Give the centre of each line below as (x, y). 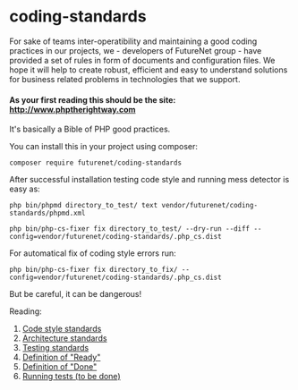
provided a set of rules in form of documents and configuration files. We (142, 60)
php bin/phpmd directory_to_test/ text (84, 206)
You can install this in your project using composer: (104, 147)
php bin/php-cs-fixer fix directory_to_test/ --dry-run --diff (130, 229)
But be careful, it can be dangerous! (76, 294)
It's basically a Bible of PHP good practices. (90, 129)
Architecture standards (64, 338)
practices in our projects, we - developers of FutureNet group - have (136, 50)
